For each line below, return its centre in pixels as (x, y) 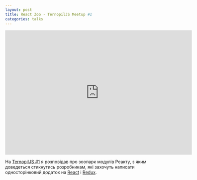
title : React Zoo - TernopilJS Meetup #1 (49, 14)
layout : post (19, 10)
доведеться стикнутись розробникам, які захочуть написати (70, 167)
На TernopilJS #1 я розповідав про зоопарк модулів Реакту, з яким (76, 162)
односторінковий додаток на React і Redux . (51, 173)
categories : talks (24, 19)
